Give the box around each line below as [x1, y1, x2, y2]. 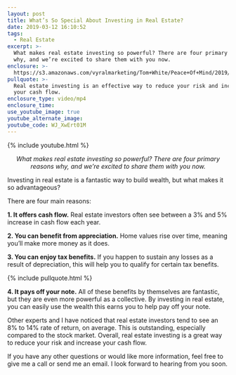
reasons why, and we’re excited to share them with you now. [30, 162, 206, 170]
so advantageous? [7, 183, 61, 191]
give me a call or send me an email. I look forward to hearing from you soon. [7, 360, 228, 368]
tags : [7, 30, 23, 37]
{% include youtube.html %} [7, 141, 89, 149]
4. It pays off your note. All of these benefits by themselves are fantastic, [7, 287, 220, 295]
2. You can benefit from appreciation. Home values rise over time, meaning [7, 231, 228, 240]
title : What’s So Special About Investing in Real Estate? [7, 17, 184, 24]
